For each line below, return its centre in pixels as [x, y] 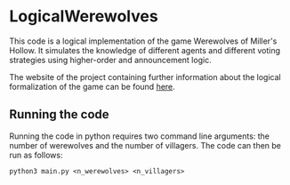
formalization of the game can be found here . [92, 86]
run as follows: [36, 155]
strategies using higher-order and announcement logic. [110, 60]
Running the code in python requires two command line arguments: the [139, 136]
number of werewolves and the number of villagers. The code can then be [145, 145]
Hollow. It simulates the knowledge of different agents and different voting [145, 50]
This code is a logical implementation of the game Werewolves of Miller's [143, 41]
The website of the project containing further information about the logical [145, 76]
